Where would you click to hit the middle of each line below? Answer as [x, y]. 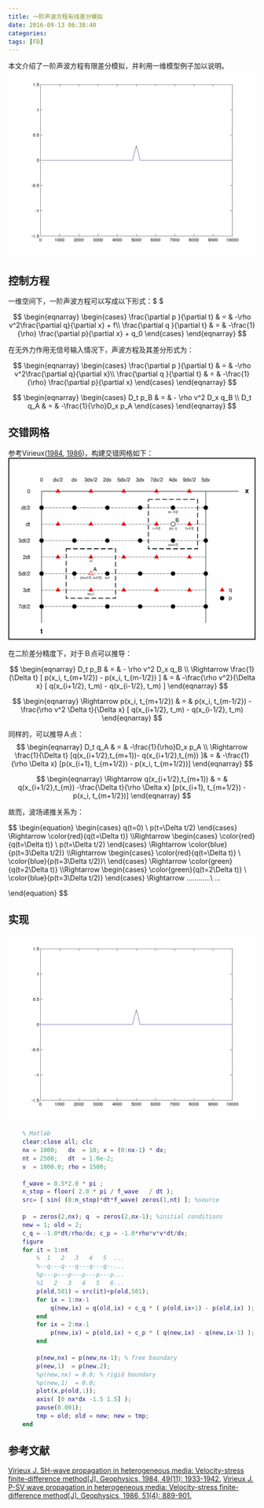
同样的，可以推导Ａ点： [46, 734]
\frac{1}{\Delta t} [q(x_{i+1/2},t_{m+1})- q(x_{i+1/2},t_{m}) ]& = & [118, 755]
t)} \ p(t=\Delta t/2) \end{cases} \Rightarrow [116, 844]
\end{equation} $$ [38, 893]
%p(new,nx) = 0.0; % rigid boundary [96, 1374]
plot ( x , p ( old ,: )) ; [66, 1391]
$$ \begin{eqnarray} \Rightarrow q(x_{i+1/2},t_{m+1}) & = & [132, 779]
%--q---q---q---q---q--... [81, 1267]
